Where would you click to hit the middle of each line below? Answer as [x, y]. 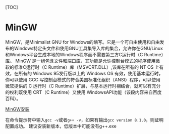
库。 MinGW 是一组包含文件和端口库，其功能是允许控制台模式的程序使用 [80, 61]
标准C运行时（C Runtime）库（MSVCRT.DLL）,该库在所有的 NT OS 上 [87, 67]
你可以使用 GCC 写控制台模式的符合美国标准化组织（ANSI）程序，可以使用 [83, 79]
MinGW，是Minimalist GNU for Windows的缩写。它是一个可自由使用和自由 [82, 42]
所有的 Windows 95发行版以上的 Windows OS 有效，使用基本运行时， [91, 73]
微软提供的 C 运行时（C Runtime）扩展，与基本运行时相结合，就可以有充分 [83, 86]
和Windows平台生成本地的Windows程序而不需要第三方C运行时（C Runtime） [84, 54]
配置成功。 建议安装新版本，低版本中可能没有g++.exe [61, 126]
